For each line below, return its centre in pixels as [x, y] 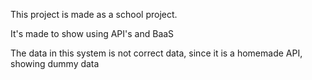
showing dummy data [55, 63]
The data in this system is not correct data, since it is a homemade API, [156, 53]
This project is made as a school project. [94, 14]
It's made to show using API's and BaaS [92, 33]
